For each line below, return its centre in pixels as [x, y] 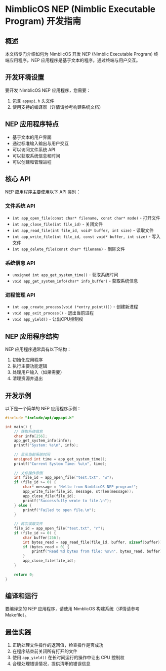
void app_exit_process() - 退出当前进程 [53, 313]
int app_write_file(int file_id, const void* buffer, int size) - [81, 236]
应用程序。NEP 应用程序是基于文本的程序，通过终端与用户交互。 [75, 60]
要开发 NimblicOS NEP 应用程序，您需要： [48, 90]
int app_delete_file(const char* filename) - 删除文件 [68, 249]
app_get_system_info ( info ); [43, 441]
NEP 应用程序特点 [32, 124]
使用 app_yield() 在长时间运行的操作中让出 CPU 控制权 [68, 658]
